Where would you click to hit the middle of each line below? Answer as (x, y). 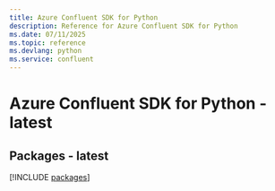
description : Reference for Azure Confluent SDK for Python (124, 26)
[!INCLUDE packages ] (50, 177)
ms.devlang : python (46, 51)
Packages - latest (59, 156)
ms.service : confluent (52, 59)
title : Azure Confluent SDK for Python (84, 17)
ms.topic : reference (48, 43)
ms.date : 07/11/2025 (48, 34)
